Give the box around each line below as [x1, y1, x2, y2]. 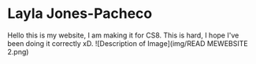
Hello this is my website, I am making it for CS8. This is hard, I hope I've [7, 30, 239, 40]
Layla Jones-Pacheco [7, 5, 153, 23]
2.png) [7, 47, 29, 56]
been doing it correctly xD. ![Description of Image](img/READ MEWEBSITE [7, 38, 249, 48]
